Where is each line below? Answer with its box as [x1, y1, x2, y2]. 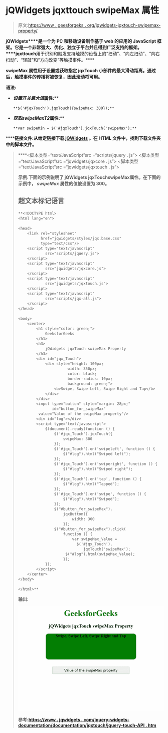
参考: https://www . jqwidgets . [18, 716, 83, 722]
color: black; [67, 371, 97, 376]
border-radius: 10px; [67, 376, 113, 381]
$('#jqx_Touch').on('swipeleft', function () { [54, 446, 155, 451]
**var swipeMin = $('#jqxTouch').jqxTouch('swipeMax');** [13, 126, 137, 131]
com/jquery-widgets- [83, 716, 130, 722]
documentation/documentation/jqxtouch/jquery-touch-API [18, 722, 145, 728]
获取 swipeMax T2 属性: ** [13, 115, 65, 121]
